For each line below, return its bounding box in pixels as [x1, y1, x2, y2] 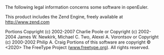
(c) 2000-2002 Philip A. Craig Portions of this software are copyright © [5, 39, 151, 45]
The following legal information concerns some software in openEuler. [5, 4, 149, 10]
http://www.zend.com [5, 19, 50, 25]
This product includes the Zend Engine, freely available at [5, 14, 123, 19]
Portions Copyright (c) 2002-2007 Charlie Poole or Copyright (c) [5, 29, 138, 34]
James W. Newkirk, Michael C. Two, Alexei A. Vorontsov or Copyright [17, 34, 159, 40]
